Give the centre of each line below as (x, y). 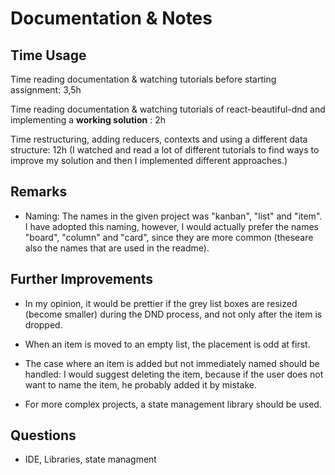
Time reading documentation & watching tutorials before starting (143, 79)
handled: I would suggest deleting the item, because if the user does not (174, 374)
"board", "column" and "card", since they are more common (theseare (169, 237)
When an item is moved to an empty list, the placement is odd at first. (167, 344)
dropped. (43, 324)
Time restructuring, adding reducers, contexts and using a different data (159, 139)
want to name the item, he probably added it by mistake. (140, 384)
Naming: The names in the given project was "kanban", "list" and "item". (173, 216)
